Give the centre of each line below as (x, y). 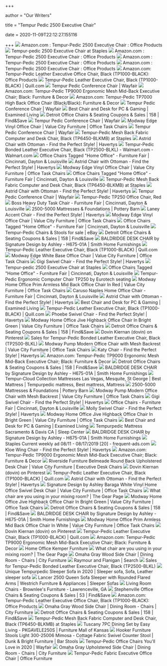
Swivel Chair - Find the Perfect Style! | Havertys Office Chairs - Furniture (83, 402)
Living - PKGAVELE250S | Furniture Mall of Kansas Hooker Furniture (78, 630)
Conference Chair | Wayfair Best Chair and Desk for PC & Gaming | (77, 109)
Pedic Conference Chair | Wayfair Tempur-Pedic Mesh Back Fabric (77, 132)
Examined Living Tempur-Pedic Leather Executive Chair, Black (72, 308)
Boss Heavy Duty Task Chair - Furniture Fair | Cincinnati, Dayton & (79, 203)
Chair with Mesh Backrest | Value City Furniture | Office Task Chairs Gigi (83, 396)
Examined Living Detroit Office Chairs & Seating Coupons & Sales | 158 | (82, 115)
